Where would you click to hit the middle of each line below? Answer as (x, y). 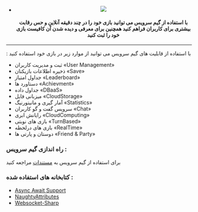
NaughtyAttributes (37, 196)
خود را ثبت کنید (103, 35)
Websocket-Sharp (37, 203)
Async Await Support (40, 190)
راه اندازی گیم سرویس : (37, 149)
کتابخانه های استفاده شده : (40, 177)
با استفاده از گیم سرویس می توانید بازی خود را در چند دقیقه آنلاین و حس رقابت (103, 22)
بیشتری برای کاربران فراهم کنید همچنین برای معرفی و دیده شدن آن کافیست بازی (103, 28)
